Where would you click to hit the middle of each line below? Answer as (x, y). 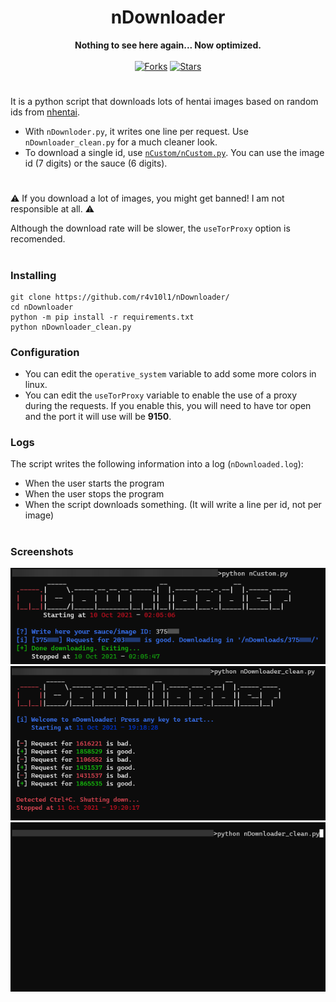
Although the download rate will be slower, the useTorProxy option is (150, 228)
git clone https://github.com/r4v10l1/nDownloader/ (120, 297)
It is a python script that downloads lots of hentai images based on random (164, 102)
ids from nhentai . (45, 112)
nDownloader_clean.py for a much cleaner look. (121, 142)
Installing (33, 275)
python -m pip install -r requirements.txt (102, 317)
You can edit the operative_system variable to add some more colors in (170, 374)
